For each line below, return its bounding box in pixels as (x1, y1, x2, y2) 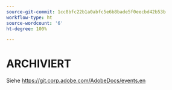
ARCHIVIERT (6, 57, 71, 71)
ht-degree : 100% (6, 25, 47, 32)
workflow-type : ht (6, 14, 53, 21)
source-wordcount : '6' (6, 20, 63, 26)
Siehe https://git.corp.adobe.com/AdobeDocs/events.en (6, 77, 146, 85)
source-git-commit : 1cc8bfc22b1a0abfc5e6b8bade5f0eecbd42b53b (6, 8, 166, 15)
